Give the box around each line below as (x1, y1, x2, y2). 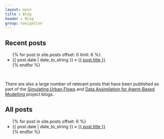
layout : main (5, 7, 32, 12)
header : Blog (5, 16, 34, 21)
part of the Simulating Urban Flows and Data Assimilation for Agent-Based (5, 86, 155, 92)
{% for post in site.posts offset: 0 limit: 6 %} (12, 52, 101, 58)
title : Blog (5, 12, 32, 17)
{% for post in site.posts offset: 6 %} (12, 118, 87, 124)
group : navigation (5, 20, 43, 26)
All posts (5, 105, 33, 114)
